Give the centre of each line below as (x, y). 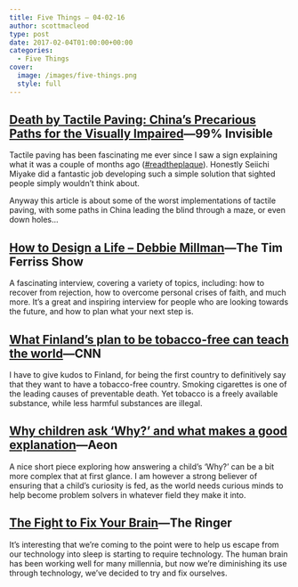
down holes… (34, 220)
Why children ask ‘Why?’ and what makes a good (148, 432)
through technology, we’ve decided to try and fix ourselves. (119, 573)
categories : (31, 51)
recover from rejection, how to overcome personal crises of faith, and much (148, 293)
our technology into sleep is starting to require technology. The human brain (149, 554)
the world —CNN (56, 353)
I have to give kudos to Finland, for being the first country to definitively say (148, 375)
